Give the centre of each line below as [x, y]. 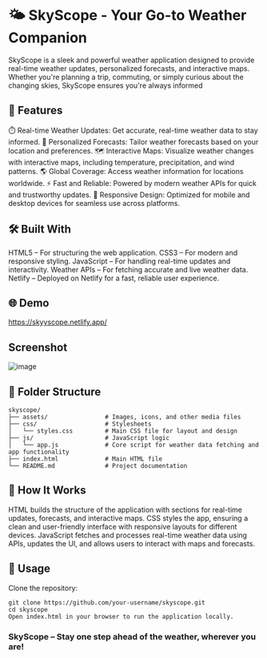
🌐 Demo [29, 303]
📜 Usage [29, 569]
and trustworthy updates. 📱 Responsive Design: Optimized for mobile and [129, 194]
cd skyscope [28, 609]
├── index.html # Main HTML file [85, 459]
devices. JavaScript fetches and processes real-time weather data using [128, 535]
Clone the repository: [43, 588]
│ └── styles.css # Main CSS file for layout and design [123, 431]
